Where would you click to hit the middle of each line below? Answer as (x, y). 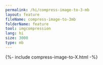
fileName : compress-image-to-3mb (41, 19)
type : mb (14, 43)
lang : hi (14, 33)
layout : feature (22, 15)
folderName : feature (27, 24)
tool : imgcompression (28, 29)
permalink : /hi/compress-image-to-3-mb (47, 10)
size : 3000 (17, 38)
